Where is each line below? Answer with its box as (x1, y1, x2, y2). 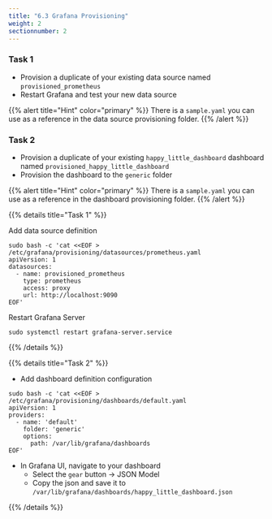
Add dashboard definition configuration (19, 374, 153, 383)
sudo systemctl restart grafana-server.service (8, 328, 173, 336)
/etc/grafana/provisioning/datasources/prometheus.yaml (8, 249, 201, 257)
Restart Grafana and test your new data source (19, 89, 177, 99)
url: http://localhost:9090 (23, 291, 118, 299)
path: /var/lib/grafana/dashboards (29, 439, 151, 448)
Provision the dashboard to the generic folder (19, 170, 173, 179)
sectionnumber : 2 (8, 27, 67, 35)
